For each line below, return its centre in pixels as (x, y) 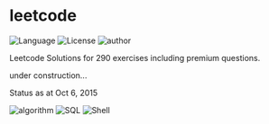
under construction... (48, 75)
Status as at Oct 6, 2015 (54, 93)
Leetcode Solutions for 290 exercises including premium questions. (135, 58)
